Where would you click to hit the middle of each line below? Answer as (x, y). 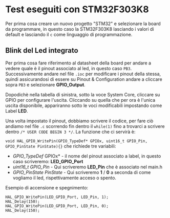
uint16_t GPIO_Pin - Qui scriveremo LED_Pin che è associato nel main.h (88, 167)
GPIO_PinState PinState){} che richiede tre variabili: (61, 146)
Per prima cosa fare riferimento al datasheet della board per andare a (78, 63)
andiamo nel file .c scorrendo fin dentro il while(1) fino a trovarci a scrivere (85, 126)
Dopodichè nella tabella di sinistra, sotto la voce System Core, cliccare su (83, 94)
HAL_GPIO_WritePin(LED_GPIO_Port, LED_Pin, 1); (57, 197)
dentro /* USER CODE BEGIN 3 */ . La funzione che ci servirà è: (70, 132)
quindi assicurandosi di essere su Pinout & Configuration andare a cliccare (84, 79)
